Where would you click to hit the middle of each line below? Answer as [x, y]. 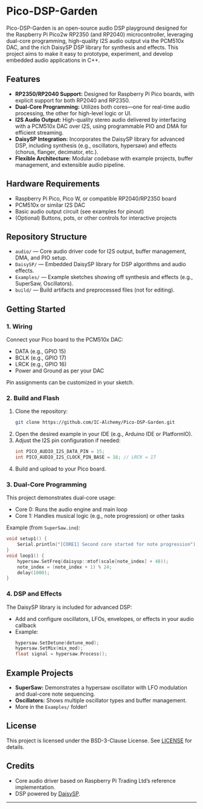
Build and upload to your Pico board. [60, 469]
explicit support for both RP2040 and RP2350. [72, 100]
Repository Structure [47, 237]
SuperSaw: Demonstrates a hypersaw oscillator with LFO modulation [101, 688]
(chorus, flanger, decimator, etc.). [56, 152]
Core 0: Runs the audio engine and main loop [71, 509]
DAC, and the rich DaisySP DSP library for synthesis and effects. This [92, 47]
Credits [21, 766]
